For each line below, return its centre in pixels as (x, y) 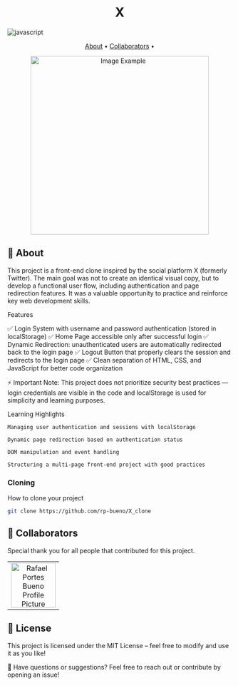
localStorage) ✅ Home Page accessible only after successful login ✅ (108, 336)
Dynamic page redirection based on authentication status (95, 440)
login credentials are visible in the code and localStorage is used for (107, 393)
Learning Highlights (36, 414)
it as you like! (27, 653)
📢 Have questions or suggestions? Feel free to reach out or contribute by (114, 667)
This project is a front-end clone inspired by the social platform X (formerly (117, 270)
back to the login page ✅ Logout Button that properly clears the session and (119, 352)
